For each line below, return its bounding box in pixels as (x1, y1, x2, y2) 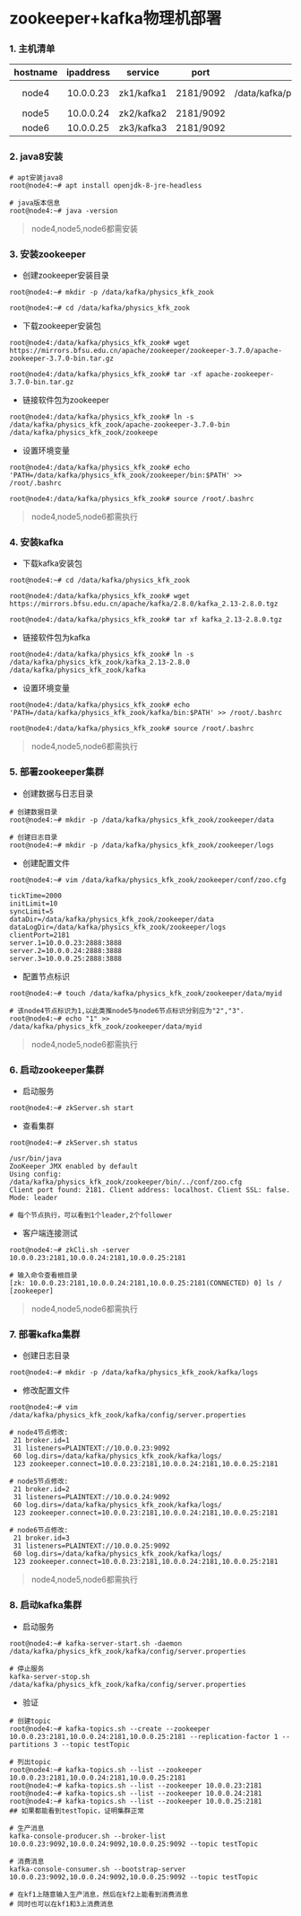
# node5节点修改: (9, 1477, 69, 1487)
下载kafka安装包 (21, 558, 83, 569)
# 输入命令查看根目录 (9, 1270, 78, 1280)
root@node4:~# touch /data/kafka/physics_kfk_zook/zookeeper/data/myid (9, 989, 282, 998)
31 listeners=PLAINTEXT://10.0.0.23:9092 (13, 1444, 170, 1453)
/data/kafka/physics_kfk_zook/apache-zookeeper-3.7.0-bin (9, 420, 230, 429)
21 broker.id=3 (13, 1533, 70, 1543)
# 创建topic (9, 1717, 51, 1726)
